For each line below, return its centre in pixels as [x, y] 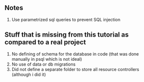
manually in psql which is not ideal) [47, 59]
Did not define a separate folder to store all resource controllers [75, 69]
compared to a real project [45, 42]
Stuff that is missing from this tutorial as [67, 35]
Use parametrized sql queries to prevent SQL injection [66, 19]
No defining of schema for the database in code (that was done [75, 54]
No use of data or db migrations [44, 64]
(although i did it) [29, 74]
